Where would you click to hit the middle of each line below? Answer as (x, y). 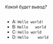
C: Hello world (27, 32)
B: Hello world (29, 27)
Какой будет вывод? (26, 7)
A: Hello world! (28, 22)
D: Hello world (30, 37)
